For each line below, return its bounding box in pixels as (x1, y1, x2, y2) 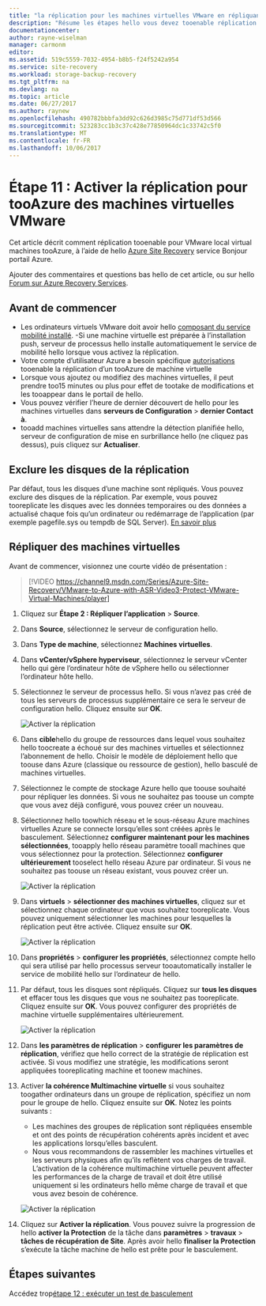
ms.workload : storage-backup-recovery (9, 70, 137, 78)
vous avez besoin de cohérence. (32, 1188, 139, 1198)
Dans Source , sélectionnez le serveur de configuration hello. (20, 624, 219, 634)
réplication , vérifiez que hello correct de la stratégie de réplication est (20, 1049, 249, 1058)
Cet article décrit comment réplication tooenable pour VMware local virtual (9, 238, 252, 248)
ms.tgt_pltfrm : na (9, 78, 69, 85)
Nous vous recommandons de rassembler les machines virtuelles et (32, 1146, 253, 1156)
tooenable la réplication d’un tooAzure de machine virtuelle (20, 365, 212, 374)
